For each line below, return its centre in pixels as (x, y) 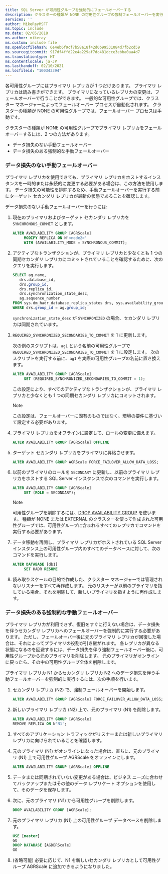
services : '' (19, 19)
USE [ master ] (26, 836)
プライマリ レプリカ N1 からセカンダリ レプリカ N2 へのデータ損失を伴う (80, 673)
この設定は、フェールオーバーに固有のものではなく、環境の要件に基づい (87, 416)
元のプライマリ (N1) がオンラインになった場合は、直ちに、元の (77, 751)
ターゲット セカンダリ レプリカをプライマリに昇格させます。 (75, 452)
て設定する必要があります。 (41, 422)
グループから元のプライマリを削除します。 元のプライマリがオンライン (87, 656)
